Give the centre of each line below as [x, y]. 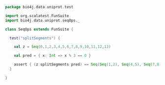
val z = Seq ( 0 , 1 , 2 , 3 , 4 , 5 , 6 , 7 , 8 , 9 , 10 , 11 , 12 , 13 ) [63, 47]
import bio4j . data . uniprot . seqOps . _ [42, 20]
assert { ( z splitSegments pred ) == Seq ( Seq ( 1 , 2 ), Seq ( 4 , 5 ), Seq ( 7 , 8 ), [89, 64]
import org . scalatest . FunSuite [37, 16]
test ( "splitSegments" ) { [35, 38]
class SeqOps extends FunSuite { [39, 29]
